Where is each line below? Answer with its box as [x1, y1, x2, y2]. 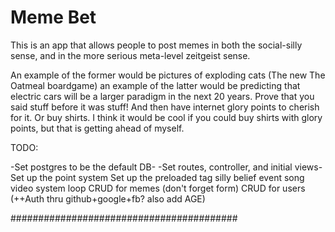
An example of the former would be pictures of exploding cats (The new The [10, 69, 326, 81]
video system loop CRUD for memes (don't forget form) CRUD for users [10, 182, 306, 194]
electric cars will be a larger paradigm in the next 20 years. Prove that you [10, 90, 315, 102]
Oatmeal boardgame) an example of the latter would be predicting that [10, 79, 301, 91]
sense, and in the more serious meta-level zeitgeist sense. [10, 49, 251, 61]
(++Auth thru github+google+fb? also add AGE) [10, 192, 206, 205]
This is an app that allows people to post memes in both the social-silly [10, 39, 303, 51]
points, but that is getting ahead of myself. [10, 122, 185, 134]
